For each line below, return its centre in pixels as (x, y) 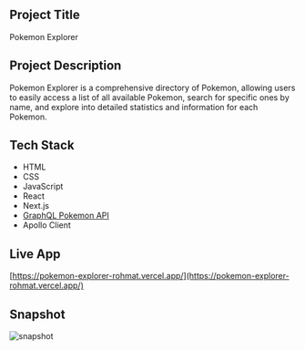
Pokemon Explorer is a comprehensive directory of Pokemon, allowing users (152, 87)
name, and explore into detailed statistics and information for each (134, 107)
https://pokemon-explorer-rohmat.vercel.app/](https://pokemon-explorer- (151, 276)
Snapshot (37, 314)
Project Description (66, 66)
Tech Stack (42, 145)
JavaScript (43, 187)
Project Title (45, 15)
